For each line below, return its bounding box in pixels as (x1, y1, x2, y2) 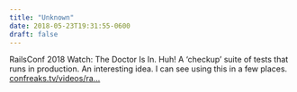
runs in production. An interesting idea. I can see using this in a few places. (9, 63, 288, 74)
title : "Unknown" (9, 13, 75, 22)
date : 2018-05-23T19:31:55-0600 (9, 21, 130, 30)
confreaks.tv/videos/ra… (9, 73, 101, 84)
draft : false (9, 29, 58, 38)
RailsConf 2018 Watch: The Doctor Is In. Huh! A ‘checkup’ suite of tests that (9, 54, 289, 65)
